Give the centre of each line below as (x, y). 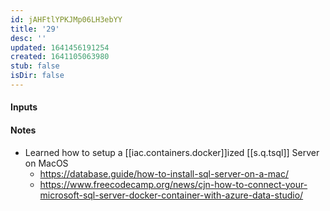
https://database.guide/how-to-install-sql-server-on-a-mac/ (164, 173)
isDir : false (37, 76)
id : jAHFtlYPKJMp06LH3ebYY (66, 19)
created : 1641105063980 (60, 57)
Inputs (24, 107)
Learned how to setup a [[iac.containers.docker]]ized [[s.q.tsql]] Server (172, 152)
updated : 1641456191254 (60, 47)
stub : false (35, 66)
